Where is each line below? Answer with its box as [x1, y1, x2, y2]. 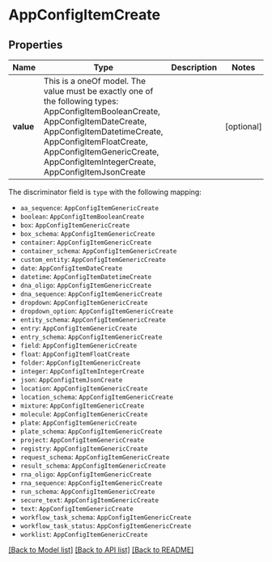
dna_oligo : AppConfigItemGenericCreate [19, 281, 152, 289]
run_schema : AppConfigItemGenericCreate [19, 487, 155, 496]
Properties [8, 38, 63, 52]
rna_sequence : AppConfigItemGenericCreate [19, 478, 163, 487]
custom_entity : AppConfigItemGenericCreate [19, 255, 166, 264]
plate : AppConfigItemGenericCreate [19, 418, 138, 427]
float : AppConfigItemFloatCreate [19, 349, 130, 358]
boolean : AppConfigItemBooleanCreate [19, 212, 145, 221]
